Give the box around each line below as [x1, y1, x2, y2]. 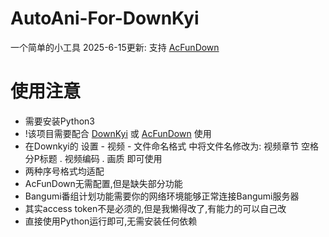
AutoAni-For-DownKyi [10, 7, 200, 30]
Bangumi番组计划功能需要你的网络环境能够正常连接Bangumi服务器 [24, 190, 300, 202]
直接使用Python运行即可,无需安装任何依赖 [24, 215, 198, 227]
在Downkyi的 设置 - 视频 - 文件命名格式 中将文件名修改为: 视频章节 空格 [24, 140, 320, 152]
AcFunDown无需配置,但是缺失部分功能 [24, 177, 183, 189]
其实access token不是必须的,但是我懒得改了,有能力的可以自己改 [24, 202, 287, 214]
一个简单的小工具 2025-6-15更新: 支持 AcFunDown [10, 41, 220, 53]
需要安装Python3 [24, 115, 95, 127]
